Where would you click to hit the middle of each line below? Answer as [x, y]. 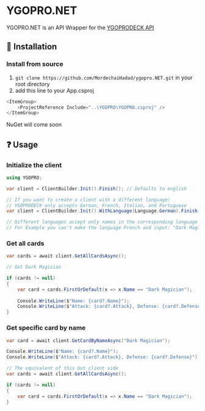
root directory [32, 84]
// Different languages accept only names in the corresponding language [102, 222]
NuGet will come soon [34, 125]
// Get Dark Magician [34, 267]
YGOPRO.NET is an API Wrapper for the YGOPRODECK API [80, 27]
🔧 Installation [32, 47]
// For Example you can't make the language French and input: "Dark [97, 228]
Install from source [35, 64]
